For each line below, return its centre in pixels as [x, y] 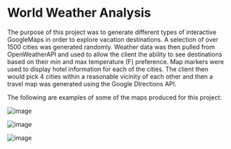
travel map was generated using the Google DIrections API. [92, 84]
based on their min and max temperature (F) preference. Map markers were [115, 61]
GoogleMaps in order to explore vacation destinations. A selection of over [113, 39]
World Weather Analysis [79, 13]
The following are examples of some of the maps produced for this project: [115, 97]
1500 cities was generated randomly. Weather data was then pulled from [111, 47]
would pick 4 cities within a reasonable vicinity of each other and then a [110, 76]
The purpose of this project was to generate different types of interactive [112, 32]
